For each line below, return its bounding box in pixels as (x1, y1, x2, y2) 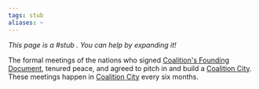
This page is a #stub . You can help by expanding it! (8, 40, 177, 49)
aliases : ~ (8, 19, 44, 27)
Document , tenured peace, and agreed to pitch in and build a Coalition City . (8, 63, 253, 73)
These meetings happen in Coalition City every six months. (8, 72, 199, 81)
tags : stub (8, 11, 44, 20)
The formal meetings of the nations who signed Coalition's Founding (8, 55, 230, 65)
